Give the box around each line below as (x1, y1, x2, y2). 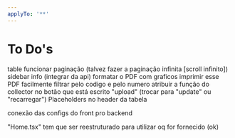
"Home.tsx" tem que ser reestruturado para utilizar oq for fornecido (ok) (7, 122, 219, 131)
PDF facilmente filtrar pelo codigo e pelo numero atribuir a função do (7, 80, 210, 88)
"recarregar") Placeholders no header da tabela (7, 95, 147, 103)
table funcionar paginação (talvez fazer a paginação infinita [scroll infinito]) (7, 65, 229, 73)
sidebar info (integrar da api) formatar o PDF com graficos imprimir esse (7, 72, 219, 80)
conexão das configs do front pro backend (7, 108, 133, 117)
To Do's (7, 41, 53, 57)
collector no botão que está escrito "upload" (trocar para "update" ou (7, 87, 211, 96)
